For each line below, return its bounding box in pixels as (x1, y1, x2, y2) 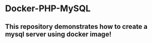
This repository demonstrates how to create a (5, 22, 148, 31)
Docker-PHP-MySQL (5, 3, 91, 14)
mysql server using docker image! (5, 30, 112, 38)
